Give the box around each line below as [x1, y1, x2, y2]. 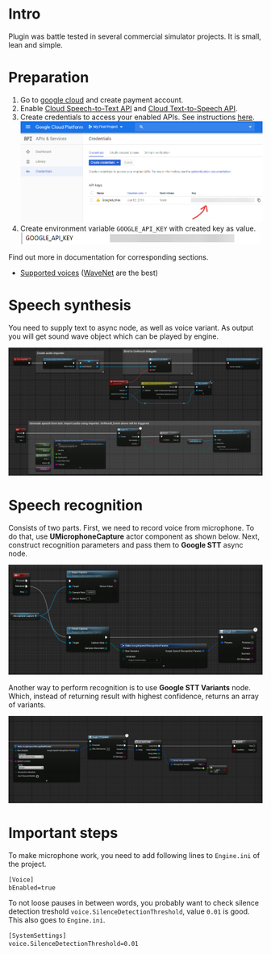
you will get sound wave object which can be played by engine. [8, 331, 219, 341]
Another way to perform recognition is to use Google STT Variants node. [8, 682, 252, 692]
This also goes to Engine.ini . [8, 914, 106, 924]
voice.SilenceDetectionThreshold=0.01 [8, 939, 139, 948]
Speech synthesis [8, 296, 131, 315]
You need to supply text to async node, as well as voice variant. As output [8, 323, 254, 332]
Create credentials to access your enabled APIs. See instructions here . [19, 112, 256, 122]
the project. [8, 859, 47, 869]
